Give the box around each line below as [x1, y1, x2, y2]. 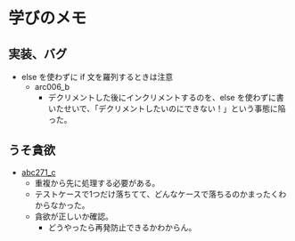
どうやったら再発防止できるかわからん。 [47, 221, 197, 232]
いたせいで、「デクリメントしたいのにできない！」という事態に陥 [47, 103, 286, 114]
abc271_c [20, 166, 56, 178]
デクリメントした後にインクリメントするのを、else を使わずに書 [47, 92, 284, 102]
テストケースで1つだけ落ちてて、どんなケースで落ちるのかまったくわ [34, 189, 287, 199]
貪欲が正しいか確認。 [34, 211, 113, 221]
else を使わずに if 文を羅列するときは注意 [20, 72, 174, 82]
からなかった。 [34, 199, 90, 210]
